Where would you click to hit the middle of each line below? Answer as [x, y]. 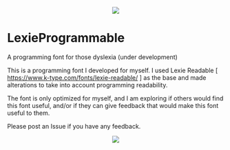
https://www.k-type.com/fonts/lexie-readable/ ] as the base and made [107, 77]
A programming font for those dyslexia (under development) [92, 57]
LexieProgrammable [66, 38]
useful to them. [29, 113]
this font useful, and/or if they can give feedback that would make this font [113, 105]
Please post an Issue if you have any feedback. [74, 126]
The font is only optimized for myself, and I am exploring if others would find [115, 98]
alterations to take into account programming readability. [87, 85]
